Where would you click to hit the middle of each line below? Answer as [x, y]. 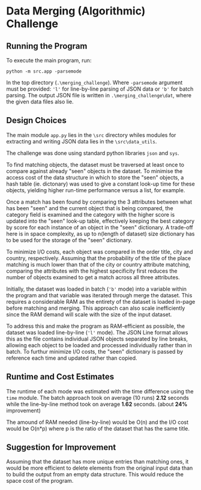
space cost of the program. [40, 481]
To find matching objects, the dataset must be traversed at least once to [95, 165]
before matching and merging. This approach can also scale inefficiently [96, 308]
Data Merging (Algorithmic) [76, 11]
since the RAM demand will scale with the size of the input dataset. [89, 314]
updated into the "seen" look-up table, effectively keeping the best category [100, 221]
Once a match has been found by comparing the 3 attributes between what [99, 202]
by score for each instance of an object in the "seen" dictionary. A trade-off [100, 227]
